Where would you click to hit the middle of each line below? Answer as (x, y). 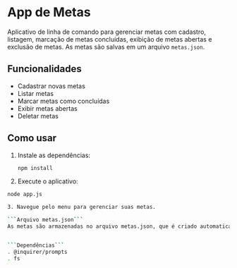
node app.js (25, 195)
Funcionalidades (45, 69)
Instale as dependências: (54, 155)
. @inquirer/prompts (38, 252)
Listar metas (36, 93)
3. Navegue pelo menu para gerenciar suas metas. (82, 207)
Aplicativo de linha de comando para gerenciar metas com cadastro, (107, 32)
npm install (35, 168)
